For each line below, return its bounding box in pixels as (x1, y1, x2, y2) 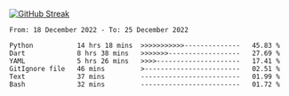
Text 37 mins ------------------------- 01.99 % (9, 72, 280, 81)
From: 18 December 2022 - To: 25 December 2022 (9, 26, 189, 35)
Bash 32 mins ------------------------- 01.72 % (9, 80, 280, 89)
